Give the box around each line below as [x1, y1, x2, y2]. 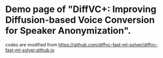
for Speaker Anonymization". [5, 25, 131, 36]
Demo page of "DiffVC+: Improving [5, 4, 157, 15]
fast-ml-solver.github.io [5, 47, 55, 53]
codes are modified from [5, 41, 58, 47]
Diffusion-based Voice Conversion [5, 14, 155, 26]
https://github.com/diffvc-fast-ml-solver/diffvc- [58, 41, 158, 47]
